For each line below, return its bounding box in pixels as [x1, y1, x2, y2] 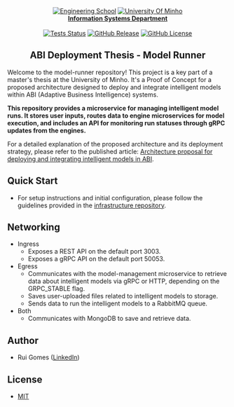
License [7, 373, 43, 385]
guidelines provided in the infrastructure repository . [17, 201, 167, 209]
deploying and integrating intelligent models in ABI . [7, 154, 154, 163]
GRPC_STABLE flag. [27, 284, 85, 293]
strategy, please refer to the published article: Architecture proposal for [7, 147, 213, 156]
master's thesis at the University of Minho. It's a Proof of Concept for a [7, 75, 212, 83]
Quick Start [7, 175, 58, 187]
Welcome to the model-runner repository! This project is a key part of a [7, 68, 213, 76]
